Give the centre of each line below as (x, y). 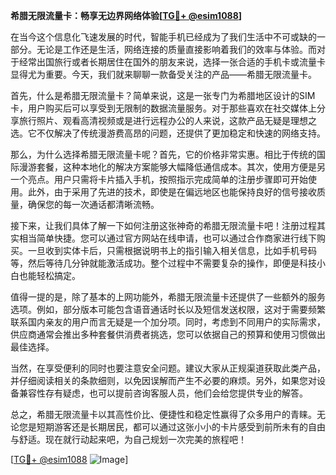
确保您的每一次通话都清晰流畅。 (93, 204)
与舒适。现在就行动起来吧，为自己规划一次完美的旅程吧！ (128, 439)
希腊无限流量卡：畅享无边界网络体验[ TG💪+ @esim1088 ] (126, 15)
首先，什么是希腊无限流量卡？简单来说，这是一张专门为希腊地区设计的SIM (163, 95)
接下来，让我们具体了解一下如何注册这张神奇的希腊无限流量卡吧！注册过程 (163, 225)
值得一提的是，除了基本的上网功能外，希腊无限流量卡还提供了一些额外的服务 (168, 297)
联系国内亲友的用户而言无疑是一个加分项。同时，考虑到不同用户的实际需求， (168, 322)
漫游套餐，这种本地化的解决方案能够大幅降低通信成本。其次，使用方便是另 (172, 167)
